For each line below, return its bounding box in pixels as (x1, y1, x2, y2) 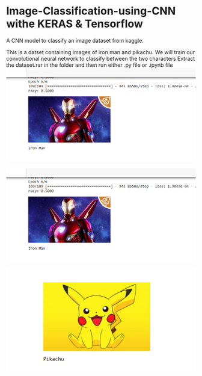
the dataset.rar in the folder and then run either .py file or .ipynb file (6, 61, 173, 69)
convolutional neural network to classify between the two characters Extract (6, 55, 195, 62)
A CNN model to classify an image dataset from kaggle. (6, 37, 144, 44)
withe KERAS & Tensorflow (6, 17, 143, 31)
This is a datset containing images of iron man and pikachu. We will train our (6, 48, 195, 55)
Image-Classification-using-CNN (6, 4, 176, 18)
